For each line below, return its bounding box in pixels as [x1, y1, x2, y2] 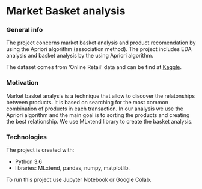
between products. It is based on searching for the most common [6, 98, 168, 106]
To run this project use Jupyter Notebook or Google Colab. [6, 176, 151, 184]
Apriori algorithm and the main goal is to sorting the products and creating [6, 111, 190, 118]
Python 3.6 [14, 158, 42, 166]
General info [6, 26, 43, 34]
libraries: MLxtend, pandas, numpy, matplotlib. [14, 164, 130, 172]
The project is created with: [6, 146, 75, 154]
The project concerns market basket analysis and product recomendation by [6, 39, 196, 46]
